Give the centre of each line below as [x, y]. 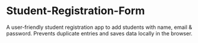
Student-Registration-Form [76, 11]
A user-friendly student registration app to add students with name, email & [99, 27]
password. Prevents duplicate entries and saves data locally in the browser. [100, 33]
